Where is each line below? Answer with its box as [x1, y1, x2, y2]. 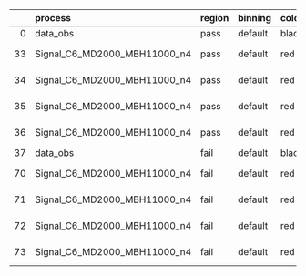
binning [238, 12, 271, 24]
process [35, 12, 71, 24]
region [199, 12, 229, 24]
